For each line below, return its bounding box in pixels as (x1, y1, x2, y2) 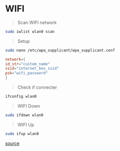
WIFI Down (17, 103, 40, 109)
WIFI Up (17, 122, 34, 128)
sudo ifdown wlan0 (5, 113, 43, 118)
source (5, 140, 20, 146)
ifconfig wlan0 (5, 94, 37, 99)
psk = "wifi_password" (5, 71, 48, 76)
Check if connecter (17, 84, 57, 90)
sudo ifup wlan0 (5, 131, 39, 136)
